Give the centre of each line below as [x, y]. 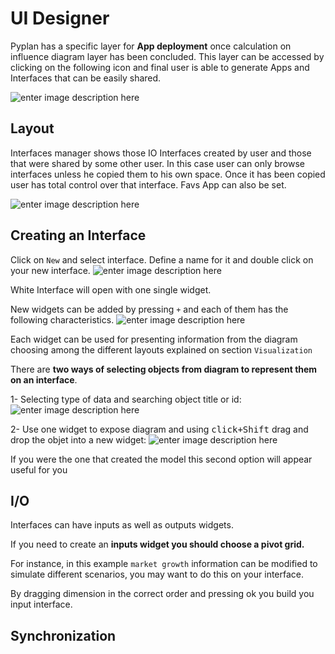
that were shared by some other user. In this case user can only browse [158, 163]
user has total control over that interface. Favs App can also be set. [148, 184]
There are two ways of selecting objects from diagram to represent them [164, 369]
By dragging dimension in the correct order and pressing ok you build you [162, 594]
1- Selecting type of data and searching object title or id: [126, 399]
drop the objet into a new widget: [78, 439]
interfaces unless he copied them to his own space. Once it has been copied [168, 174]
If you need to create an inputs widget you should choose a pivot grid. [157, 544]
